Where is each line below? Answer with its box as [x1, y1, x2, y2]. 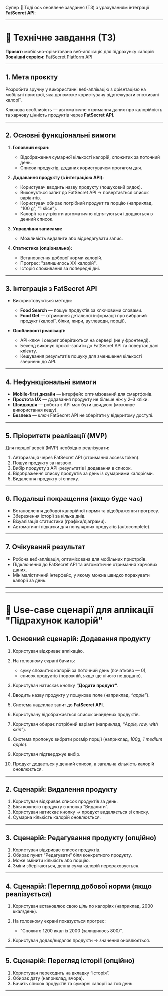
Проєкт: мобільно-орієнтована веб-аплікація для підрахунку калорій [5, 48, 154, 54]
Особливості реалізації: [12, 328, 66, 334]
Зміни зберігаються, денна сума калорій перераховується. [12, 863, 140, 869]
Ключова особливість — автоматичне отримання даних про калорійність [5, 106, 163, 112]
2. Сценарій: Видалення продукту [5, 785, 118, 794]
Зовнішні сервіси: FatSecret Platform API [5, 54, 93, 60]
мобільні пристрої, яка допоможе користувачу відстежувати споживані [5, 91, 159, 97]
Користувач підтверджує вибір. [12, 751, 81, 757]
